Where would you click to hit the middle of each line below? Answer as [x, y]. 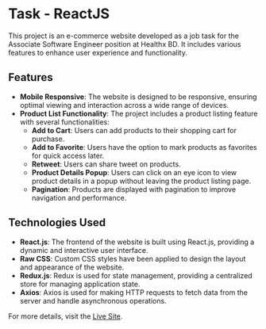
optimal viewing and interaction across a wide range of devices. [124, 105]
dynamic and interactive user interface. [84, 250]
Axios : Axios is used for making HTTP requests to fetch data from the [134, 292]
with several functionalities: [64, 122]
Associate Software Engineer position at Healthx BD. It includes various [125, 44]
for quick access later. [68, 155]
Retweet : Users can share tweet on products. [106, 164]
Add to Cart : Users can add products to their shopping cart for [134, 130]
